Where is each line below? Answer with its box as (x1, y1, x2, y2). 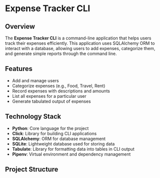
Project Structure (5, 165, 58, 174)
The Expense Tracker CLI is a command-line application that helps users (5, 35, 152, 41)
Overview (5, 22, 36, 31)
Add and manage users (12, 77, 59, 83)
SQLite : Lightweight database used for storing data (12, 141, 115, 146)
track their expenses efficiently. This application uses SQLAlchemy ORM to (5, 40, 155, 46)
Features (5, 65, 33, 73)
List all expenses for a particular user (12, 93, 87, 99)
